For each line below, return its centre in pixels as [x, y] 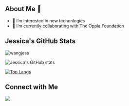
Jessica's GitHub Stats [40, 41]
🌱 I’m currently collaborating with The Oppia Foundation [68, 26]
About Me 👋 [23, 9]
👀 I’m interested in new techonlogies [48, 20]
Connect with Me [32, 87]
